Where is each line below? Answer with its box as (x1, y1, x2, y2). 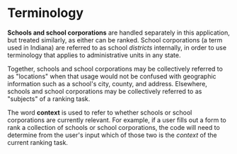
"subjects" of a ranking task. (7, 94, 91, 103)
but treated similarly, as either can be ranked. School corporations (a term (7, 35, 223, 44)
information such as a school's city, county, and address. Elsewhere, (7, 79, 207, 88)
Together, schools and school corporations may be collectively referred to (7, 64, 223, 73)
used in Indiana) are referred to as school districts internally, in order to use (7, 43, 227, 52)
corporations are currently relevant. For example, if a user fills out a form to (7, 115, 226, 124)
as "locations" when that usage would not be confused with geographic (7, 72, 217, 81)
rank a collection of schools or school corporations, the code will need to (7, 123, 221, 131)
